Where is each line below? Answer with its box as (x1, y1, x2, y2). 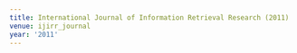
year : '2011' (9, 30, 59, 39)
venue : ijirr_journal (9, 22, 91, 31)
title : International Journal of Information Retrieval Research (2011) (9, 13, 290, 22)
